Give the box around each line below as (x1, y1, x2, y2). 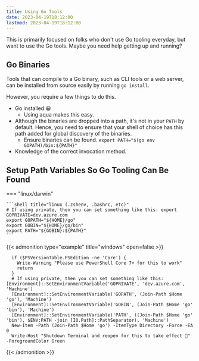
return (17, 265, 33, 271)
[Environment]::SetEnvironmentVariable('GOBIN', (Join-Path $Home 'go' (11, 302, 194, 307)
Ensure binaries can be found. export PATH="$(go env (23, 136, 155, 143)
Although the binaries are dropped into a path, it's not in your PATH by (14, 117, 185, 125)
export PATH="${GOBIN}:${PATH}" (6, 228, 86, 234)
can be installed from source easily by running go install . (6, 81, 150, 89)
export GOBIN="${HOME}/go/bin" (6, 222, 84, 228)
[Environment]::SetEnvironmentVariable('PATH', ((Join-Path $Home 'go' (11, 312, 194, 318)
